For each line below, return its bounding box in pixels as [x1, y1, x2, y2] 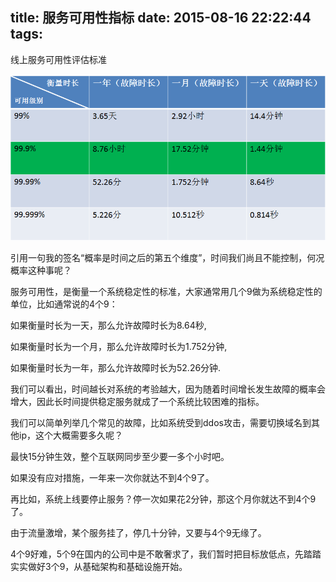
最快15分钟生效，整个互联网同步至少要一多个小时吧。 [10, 450, 230, 462]
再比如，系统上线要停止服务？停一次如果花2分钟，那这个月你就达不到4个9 [10, 493, 317, 505]
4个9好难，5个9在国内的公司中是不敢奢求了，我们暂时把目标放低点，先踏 [10, 548, 313, 560]
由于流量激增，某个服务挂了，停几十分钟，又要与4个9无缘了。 [10, 526, 267, 538]
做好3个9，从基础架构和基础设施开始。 [27, 560, 188, 572]
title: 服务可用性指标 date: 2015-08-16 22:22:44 [10, 9, 312, 27]
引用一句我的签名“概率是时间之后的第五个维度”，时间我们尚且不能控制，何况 [10, 251, 325, 263]
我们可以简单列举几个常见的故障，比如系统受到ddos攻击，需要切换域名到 [10, 416, 312, 428]
